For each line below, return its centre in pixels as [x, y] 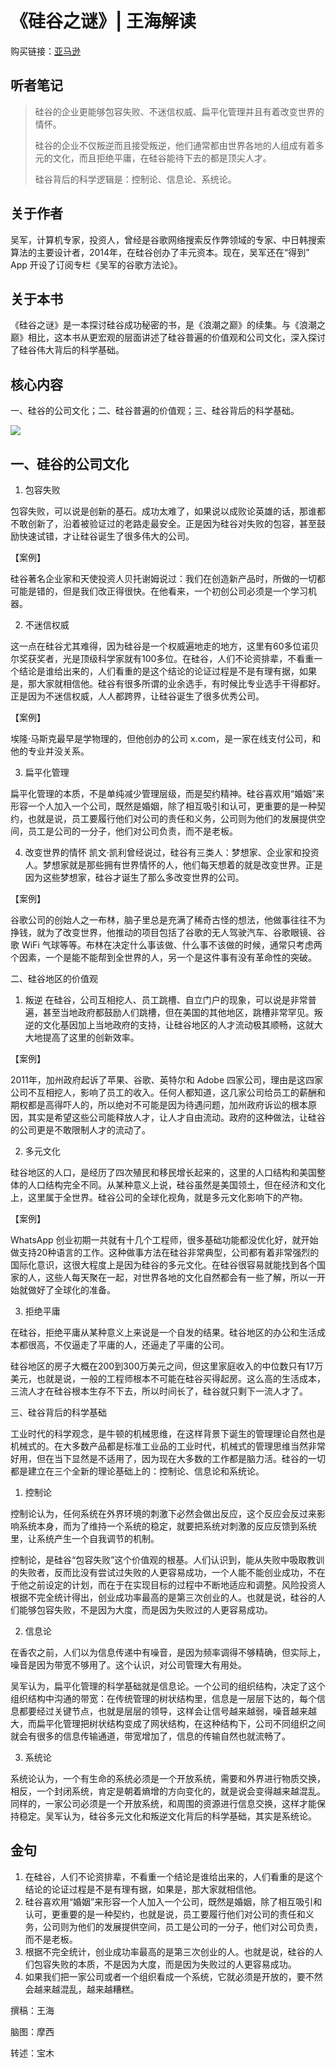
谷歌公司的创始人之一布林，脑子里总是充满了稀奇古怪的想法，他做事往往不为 [168, 920]
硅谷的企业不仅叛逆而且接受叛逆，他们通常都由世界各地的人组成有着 [175, 145]
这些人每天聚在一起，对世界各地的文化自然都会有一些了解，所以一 [180, 1277]
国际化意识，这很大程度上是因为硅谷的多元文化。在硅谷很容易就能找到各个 [163, 1265]
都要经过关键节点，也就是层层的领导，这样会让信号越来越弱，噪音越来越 [167, 1711]
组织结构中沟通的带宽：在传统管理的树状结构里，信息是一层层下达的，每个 [163, 1698]
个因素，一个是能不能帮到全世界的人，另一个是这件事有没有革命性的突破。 [163, 957]
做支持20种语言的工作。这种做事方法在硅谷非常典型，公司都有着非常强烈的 [165, 1252]
